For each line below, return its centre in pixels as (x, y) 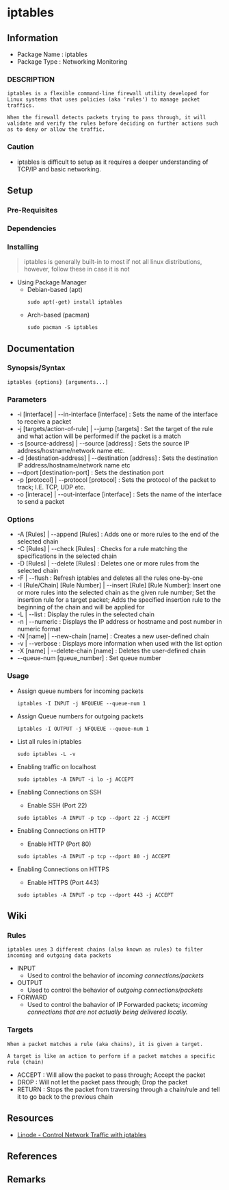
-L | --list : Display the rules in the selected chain (86, 614)
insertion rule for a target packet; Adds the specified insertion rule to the (119, 600)
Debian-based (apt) (55, 290)
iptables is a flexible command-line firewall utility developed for (108, 94)
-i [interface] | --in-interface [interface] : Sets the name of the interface (117, 414)
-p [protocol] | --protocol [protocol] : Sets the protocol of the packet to (117, 480)
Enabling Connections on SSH (59, 792)
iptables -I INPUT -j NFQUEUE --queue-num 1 (81, 703)
